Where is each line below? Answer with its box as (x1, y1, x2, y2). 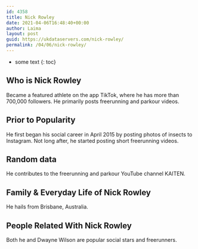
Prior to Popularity (6, 115, 76, 125)
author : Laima (6, 25, 42, 32)
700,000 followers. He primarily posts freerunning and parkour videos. (6, 98, 180, 105)
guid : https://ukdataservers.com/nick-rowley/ (6, 36, 124, 42)
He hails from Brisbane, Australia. (6, 203, 88, 210)
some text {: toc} (14, 58, 57, 66)
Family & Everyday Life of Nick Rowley (6, 187, 151, 197)
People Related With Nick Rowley (6, 220, 132, 231)
